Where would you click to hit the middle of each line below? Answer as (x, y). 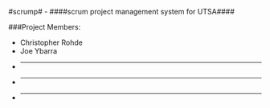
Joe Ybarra (39, 51)
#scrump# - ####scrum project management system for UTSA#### (122, 12)
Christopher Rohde (51, 42)
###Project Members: (45, 27)
